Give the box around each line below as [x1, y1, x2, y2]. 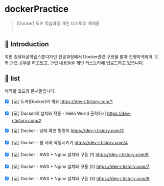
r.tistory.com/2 [11, 117, 42, 123]
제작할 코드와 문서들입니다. [4, 88, 56, 94]
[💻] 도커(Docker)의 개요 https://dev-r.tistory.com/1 [11, 98, 113, 104]
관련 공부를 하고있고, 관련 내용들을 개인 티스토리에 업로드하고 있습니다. [9, 60, 144, 66]
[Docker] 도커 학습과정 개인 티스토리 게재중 [16, 20, 100, 26]
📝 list [4, 75, 20, 83]
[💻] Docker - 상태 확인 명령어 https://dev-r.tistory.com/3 [11, 128, 124, 133]
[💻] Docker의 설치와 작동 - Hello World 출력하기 [11, 110, 106, 116]
